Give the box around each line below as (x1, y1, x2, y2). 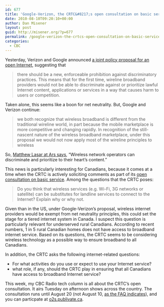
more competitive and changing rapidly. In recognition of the (17, 126, 139, 132)
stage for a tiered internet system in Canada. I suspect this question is (5, 216, 146, 222)
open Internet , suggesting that (5, 62, 66, 68)
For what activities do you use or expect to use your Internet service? (12, 261, 152, 267)
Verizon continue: (5, 107, 41, 113)
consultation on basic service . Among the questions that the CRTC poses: (5, 176, 154, 182)
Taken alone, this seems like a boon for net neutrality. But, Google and (5, 101, 146, 107)
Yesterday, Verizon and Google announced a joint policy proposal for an (5, 57, 150, 62)
